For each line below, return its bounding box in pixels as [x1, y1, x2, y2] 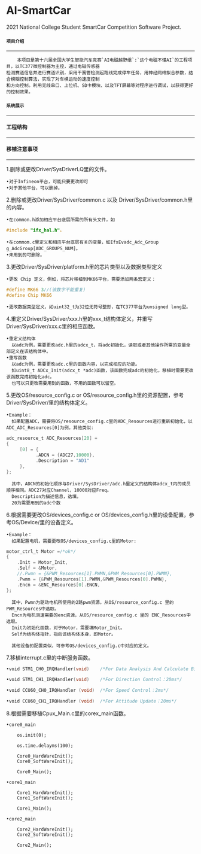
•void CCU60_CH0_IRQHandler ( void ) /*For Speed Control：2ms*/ [6, 688, 169, 694]
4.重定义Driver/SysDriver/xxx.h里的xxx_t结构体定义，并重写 [6, 315, 153, 323]
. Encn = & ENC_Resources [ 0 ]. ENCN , [17, 582, 100, 588]
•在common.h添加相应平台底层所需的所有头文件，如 [6, 217, 115, 223]
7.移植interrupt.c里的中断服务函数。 [6, 654, 94, 661]
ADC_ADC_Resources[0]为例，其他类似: [6, 425, 94, 431]
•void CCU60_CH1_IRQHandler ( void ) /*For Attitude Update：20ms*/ [6, 698, 177, 704]
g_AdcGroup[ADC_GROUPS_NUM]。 [6, 245, 81, 251]
